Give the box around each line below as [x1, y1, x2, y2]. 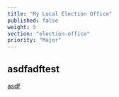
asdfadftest [7, 63, 60, 75]
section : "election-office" [7, 30, 91, 38]
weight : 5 [7, 23, 37, 30]
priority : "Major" [7, 37, 62, 44]
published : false [7, 17, 59, 24]
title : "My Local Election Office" [7, 10, 113, 18]
